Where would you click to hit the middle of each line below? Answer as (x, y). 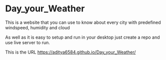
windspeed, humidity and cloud (37, 27)
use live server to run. (27, 42)
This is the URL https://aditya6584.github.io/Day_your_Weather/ (70, 52)
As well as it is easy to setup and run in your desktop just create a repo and (82, 37)
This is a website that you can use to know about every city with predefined (83, 22)
